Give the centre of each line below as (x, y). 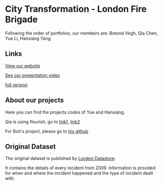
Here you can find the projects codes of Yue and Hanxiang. (65, 112)
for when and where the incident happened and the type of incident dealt (79, 173)
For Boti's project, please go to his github (47, 131)
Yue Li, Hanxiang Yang (28, 38)
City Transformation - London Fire (76, 9)
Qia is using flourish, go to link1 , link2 (42, 122)
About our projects (35, 100)
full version (16, 85)
